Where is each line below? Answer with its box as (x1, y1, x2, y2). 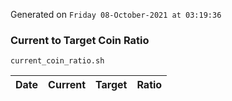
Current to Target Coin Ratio (10, 33, 150, 47)
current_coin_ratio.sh (10, 56, 105, 66)
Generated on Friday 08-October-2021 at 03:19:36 (10, 9, 222, 20)
